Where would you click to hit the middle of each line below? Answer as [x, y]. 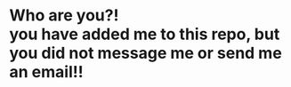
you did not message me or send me [145, 53]
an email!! [46, 72]
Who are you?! [64, 16]
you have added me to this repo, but [145, 34]
